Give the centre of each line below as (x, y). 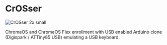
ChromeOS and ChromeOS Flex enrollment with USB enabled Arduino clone (84, 32)
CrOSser (23, 9)
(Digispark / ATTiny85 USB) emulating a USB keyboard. (62, 37)
